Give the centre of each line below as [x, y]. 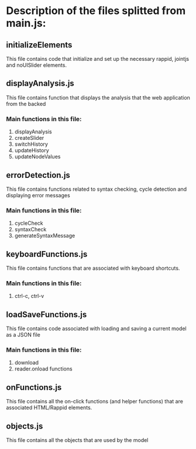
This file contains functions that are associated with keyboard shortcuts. [93, 268]
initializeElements [39, 45]
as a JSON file [23, 335]
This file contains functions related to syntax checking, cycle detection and [97, 189]
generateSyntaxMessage [45, 236]
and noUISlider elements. [37, 65]
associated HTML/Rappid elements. [49, 407]
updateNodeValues [37, 157]
